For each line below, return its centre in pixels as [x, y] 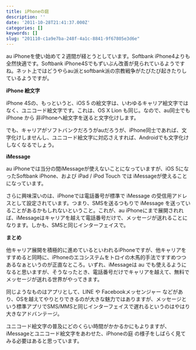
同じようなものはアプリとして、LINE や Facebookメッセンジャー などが [92, 292]
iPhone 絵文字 [23, 91]
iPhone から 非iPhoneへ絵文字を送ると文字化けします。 [73, 118]
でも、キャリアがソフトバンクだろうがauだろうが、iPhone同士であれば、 [94, 130]
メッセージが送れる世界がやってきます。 [54, 279]
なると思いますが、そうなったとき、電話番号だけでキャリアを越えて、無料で [98, 272]
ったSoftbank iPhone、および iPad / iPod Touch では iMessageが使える [92, 176]
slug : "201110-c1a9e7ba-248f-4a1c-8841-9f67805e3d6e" [73, 39]
